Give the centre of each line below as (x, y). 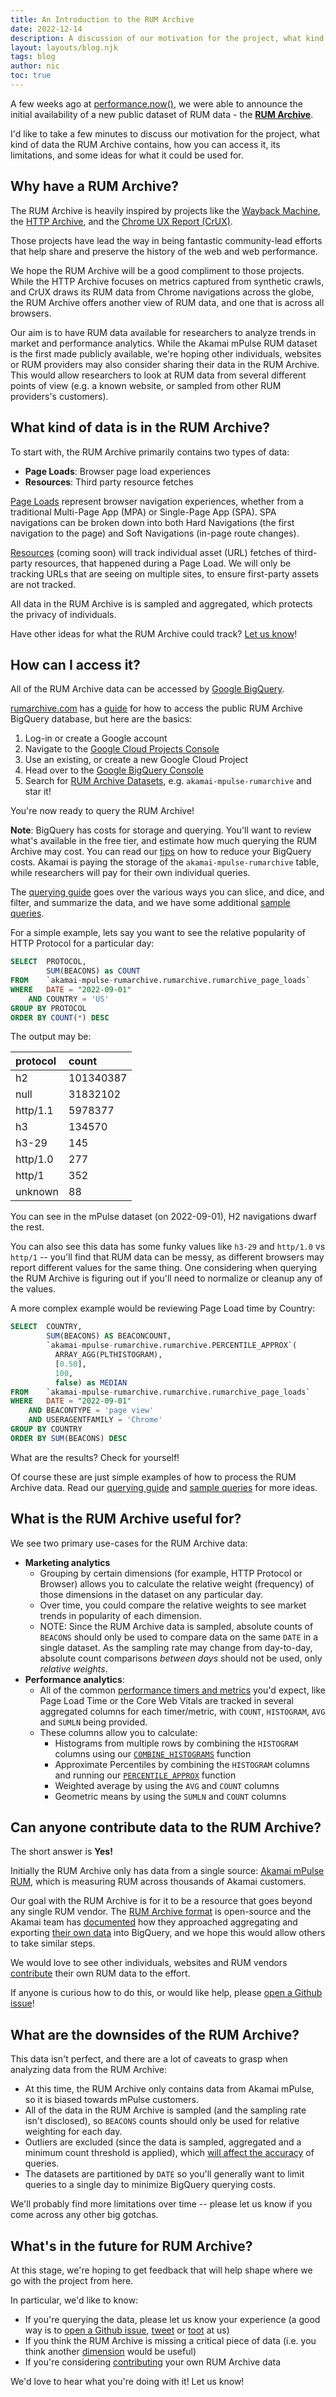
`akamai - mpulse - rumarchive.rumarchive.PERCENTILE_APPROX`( (172, 1346)
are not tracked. (43, 584)
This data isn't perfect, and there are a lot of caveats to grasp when (149, 2059)
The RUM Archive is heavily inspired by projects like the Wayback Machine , (165, 210)
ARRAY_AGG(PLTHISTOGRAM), (108, 1355)
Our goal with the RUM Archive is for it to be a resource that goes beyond (161, 1901)
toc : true (31, 76)
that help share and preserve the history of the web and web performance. (164, 251)
